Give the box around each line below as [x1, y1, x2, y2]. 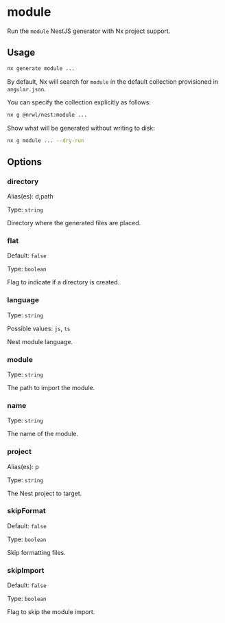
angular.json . [7, 84, 46, 93]
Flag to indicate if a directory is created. [7, 278, 120, 286]
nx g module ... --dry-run [7, 137, 84, 144]
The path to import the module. [7, 383, 95, 392]
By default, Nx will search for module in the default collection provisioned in [7, 77, 218, 86]
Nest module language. [7, 337, 73, 346]
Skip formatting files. [7, 548, 67, 556]
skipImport [7, 565, 45, 575]
